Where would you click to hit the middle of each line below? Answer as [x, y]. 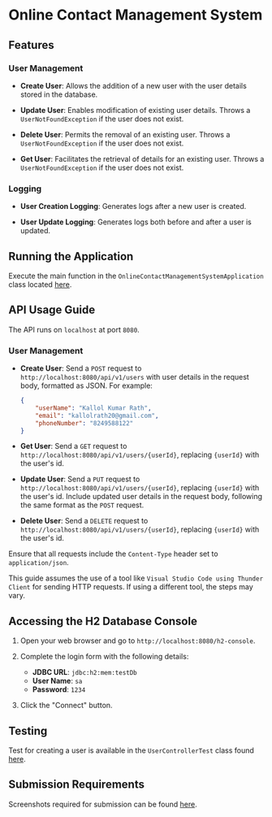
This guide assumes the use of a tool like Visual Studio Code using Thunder [136, 578]
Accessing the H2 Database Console [103, 621]
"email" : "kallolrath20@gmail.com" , [97, 415]
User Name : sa [57, 681]
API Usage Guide [52, 310]
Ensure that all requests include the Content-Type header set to [113, 554]
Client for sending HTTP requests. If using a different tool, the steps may [131, 587]
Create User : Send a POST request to [81, 368]
